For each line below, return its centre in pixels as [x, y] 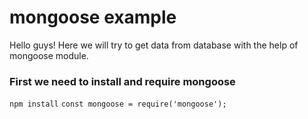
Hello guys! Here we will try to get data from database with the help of [154, 45]
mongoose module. [49, 55]
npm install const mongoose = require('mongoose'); [118, 104]
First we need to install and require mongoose [122, 81]
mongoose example [93, 17]
